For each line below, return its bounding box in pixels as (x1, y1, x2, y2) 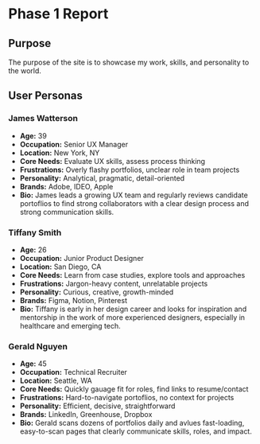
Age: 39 (19, 130, 48, 140)
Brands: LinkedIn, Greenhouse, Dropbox (19, 410, 153, 419)
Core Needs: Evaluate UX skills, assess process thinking (19, 156, 205, 166)
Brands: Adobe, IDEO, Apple (19, 181, 114, 191)
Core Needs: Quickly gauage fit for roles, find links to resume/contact (19, 384, 249, 394)
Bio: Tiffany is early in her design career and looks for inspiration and (19, 304, 247, 314)
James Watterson (8, 113, 78, 124)
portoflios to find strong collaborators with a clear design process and (19, 198, 249, 208)
